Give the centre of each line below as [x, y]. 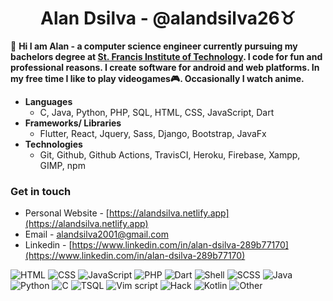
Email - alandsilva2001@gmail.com [96, 234]
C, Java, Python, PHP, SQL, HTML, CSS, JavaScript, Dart [157, 112]
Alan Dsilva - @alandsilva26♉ [168, 18]
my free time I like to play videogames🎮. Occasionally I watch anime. [157, 78]
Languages [48, 101]
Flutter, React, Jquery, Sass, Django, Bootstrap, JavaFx [153, 133]
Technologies [53, 144]
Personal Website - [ [67, 213]
